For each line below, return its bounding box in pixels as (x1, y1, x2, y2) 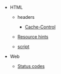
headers (17, 14, 35, 20)
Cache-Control (24, 24, 56, 30)
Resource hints (17, 34, 48, 40)
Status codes (17, 63, 45, 69)
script (17, 44, 29, 50)
